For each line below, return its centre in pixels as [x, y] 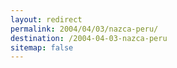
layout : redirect [46, 19]
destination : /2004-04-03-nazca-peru [89, 38]
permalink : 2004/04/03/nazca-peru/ [84, 29]
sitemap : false [42, 47]
